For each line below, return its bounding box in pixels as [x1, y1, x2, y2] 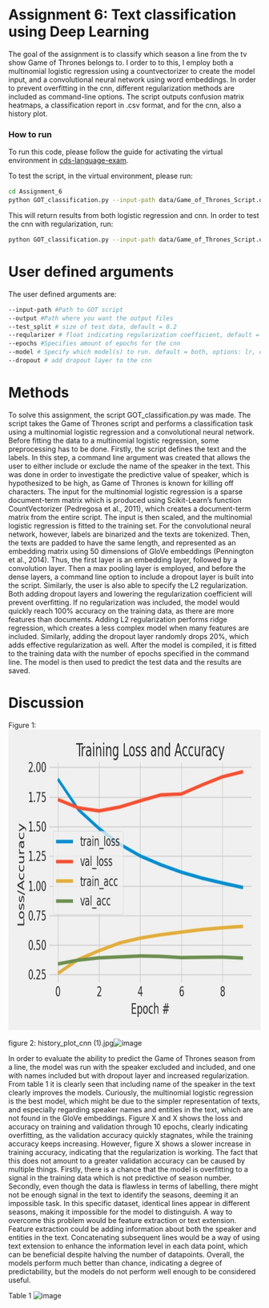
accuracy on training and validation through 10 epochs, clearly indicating [8, 1121, 248, 1132]
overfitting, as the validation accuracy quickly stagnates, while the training [8, 1130, 254, 1140]
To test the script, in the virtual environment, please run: [8, 171, 194, 181]
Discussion [8, 694, 84, 712]
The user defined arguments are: [8, 289, 118, 298]
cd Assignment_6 [8, 188, 62, 196]
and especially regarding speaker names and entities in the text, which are [8, 1104, 254, 1114]
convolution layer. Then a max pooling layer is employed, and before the [8, 563, 247, 573]
